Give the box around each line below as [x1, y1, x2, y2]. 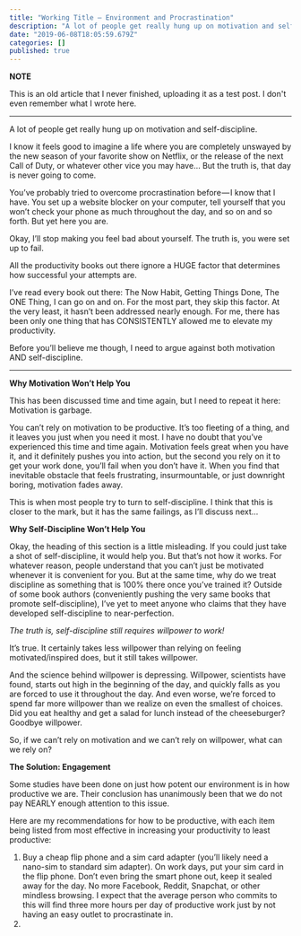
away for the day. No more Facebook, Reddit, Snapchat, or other [21, 880, 261, 891]
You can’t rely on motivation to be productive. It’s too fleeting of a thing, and [9, 423, 289, 433]
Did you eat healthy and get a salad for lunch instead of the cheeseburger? [9, 708, 286, 719]
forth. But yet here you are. [9, 216, 109, 227]
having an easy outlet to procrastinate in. [21, 909, 174, 920]
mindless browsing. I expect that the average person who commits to [21, 890, 278, 901]
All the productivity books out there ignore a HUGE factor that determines [9, 260, 280, 271]
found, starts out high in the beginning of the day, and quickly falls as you [9, 679, 280, 690]
